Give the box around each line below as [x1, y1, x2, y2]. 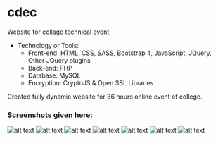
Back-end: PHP [27, 63, 72, 72]
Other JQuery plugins [27, 56, 91, 64]
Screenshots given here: [7, 110, 94, 120]
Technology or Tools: [17, 41, 79, 49]
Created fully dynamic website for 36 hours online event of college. [7, 92, 203, 101]
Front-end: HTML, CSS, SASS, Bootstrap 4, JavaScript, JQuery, [27, 49, 212, 57]
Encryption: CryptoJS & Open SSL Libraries [27, 78, 154, 87]
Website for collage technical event [7, 27, 110, 36]
